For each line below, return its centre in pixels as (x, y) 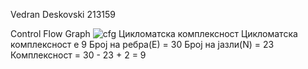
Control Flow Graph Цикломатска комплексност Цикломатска (154, 33)
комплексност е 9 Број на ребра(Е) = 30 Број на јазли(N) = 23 (142, 44)
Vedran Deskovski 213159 (63, 14)
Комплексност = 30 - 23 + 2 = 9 (78, 55)
